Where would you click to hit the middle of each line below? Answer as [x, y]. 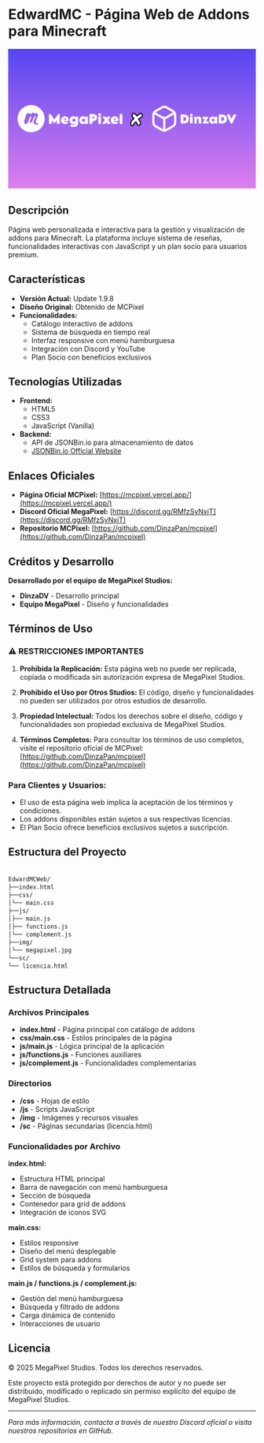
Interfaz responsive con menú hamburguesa [103, 340]
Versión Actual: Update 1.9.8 [66, 298]
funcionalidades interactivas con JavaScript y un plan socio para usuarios [128, 246]
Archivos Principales [49, 1012]
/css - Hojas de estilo [54, 1101]
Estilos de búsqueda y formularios [75, 1268]
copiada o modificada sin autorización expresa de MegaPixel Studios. [132, 677]
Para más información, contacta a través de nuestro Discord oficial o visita [130, 1422]
